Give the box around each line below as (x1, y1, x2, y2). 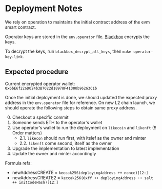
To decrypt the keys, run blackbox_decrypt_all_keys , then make (5, 48, 132, 54)
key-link (5, 54, 23, 59)
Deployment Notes (5, 3, 83, 14)
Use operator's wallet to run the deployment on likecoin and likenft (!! (12, 125, 157, 130)
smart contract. (5, 24, 36, 30)
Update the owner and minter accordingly (12, 150, 96, 156)
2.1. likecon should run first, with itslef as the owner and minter (19, 135, 146, 141)
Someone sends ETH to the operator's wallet (12, 119, 102, 125)
